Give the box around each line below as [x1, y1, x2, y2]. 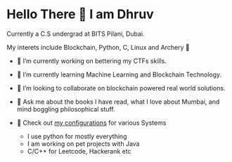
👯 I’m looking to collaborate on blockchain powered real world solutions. [16, 83, 226, 92]
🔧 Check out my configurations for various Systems [16, 119, 167, 127]
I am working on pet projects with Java [27, 140, 140, 148]
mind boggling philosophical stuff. [16, 104, 115, 113]
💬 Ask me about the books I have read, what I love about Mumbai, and [16, 97, 220, 106]
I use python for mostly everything [27, 132, 127, 140]
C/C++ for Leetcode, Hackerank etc [27, 147, 131, 155]
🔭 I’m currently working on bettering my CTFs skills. [16, 56, 167, 65]
